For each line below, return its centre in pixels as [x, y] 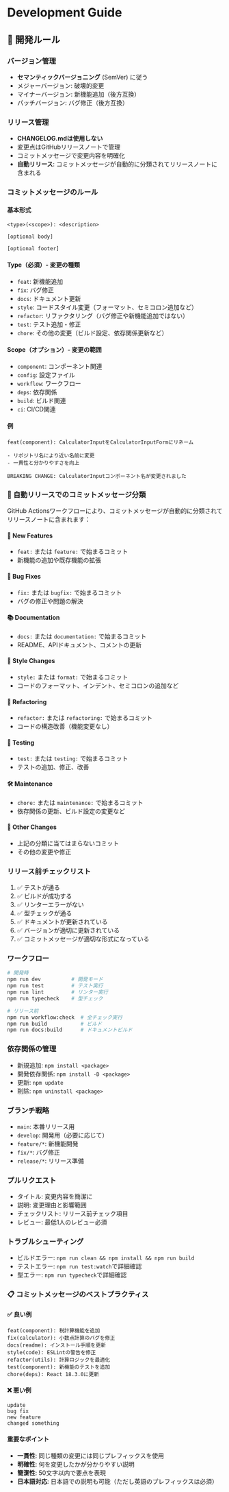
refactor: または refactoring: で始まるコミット [84, 718]
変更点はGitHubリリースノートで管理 [69, 147]
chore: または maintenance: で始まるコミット [80, 802]
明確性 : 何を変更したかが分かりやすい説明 [76, 1465]
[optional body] [30, 237]
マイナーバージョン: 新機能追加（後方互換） [79, 94]
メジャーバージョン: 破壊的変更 [60, 85]
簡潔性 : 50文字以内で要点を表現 [61, 1473]
